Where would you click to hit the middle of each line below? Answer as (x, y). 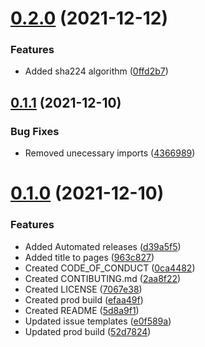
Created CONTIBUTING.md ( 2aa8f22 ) (103, 278)
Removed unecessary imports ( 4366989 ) (110, 153)
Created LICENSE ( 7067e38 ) (83, 289)
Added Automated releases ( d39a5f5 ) (103, 246)
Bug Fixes (35, 131)
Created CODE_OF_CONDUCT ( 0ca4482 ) (110, 268)
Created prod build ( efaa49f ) (84, 299)
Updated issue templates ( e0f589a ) (98, 321)
